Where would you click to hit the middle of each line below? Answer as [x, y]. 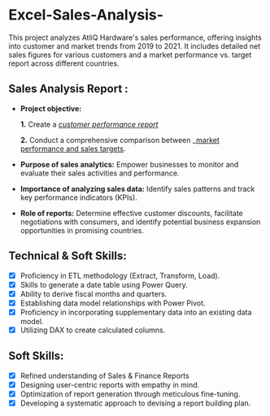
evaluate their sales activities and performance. [100, 173]
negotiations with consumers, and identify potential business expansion [140, 222]
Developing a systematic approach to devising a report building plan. [135, 403]
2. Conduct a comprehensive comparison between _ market [120, 140]
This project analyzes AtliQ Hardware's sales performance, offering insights [135, 37]
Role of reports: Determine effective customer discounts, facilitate [132, 213]
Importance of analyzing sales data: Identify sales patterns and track [137, 188]
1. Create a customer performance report [89, 124]
